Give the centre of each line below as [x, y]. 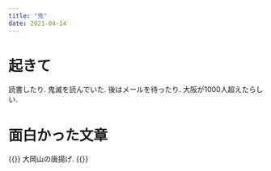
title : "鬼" [28, 16]
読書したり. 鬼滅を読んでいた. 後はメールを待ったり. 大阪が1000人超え [125, 90]
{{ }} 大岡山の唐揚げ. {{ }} [49, 159]
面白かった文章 [58, 135]
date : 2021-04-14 [38, 23]
